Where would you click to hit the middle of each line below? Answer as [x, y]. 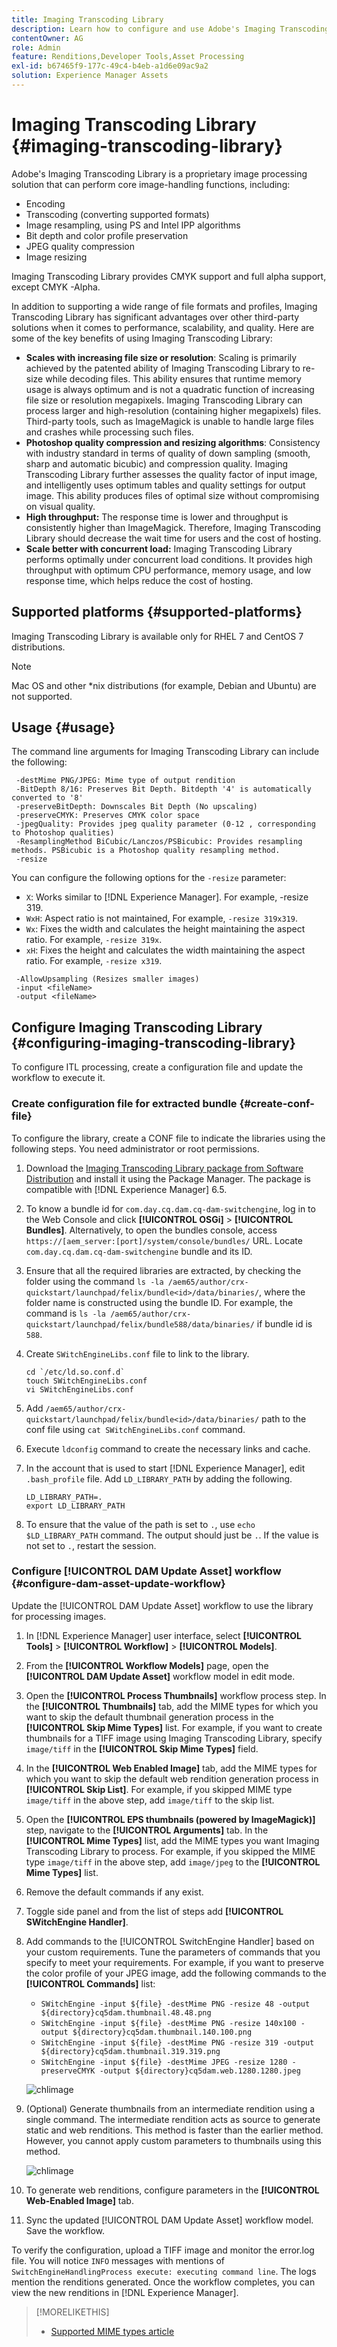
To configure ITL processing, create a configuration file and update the [157, 1067]
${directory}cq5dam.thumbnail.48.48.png [126, 2012]
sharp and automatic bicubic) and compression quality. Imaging [157, 463]
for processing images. [59, 1616]
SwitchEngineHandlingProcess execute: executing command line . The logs [164, 2271]
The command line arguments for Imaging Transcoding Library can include [165, 752]
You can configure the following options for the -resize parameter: [149, 878]
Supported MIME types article [112, 2331]
